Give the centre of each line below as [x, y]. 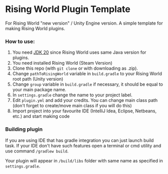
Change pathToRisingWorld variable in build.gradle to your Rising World [87, 74]
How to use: [20, 41]
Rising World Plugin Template [68, 9]
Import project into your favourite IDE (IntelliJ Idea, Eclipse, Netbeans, [85, 111]
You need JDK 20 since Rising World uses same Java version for [79, 52]
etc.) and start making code [41, 116]
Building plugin [24, 129]
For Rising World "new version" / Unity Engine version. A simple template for [84, 23]
